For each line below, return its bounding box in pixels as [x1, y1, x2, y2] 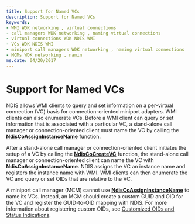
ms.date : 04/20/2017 [6, 57, 57, 63]
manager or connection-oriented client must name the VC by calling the [6, 127, 179, 134]
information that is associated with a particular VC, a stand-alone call [6, 120, 173, 127]
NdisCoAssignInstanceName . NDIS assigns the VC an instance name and [6, 163, 186, 170]
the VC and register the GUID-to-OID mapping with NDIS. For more [6, 199, 167, 206]
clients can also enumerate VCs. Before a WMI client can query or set [6, 115, 174, 122]
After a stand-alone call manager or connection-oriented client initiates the [6, 144, 187, 151]
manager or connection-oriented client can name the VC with [6, 157, 154, 164]
